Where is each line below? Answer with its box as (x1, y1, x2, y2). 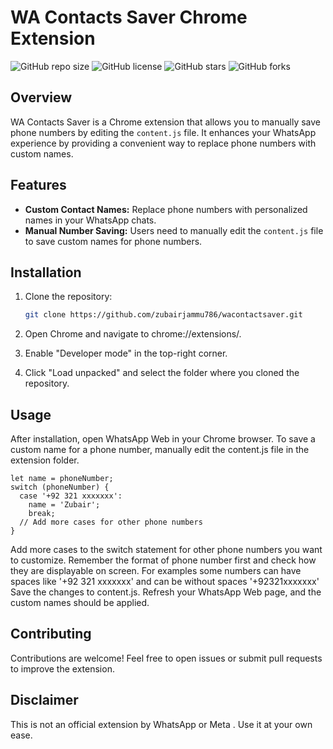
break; (28, 509, 56, 519)
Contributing (10, 626, 92, 643)
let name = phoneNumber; (10, 474, 114, 484)
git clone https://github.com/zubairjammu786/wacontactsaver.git (24, 310, 303, 320)
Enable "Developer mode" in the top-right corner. (24, 347, 228, 360)
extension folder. (10, 454, 80, 466)
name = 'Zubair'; (28, 500, 101, 510)
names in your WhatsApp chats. (24, 214, 157, 226)
